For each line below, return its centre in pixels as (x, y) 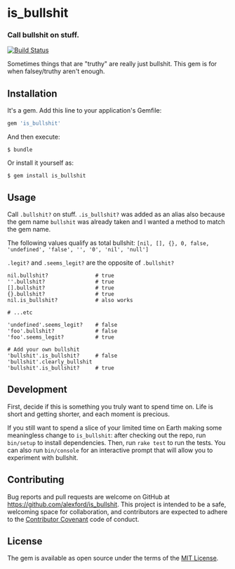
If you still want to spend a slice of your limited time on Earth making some (115, 427)
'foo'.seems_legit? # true (61, 337)
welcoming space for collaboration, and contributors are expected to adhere (117, 511)
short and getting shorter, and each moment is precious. (89, 414)
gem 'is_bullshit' (34, 124)
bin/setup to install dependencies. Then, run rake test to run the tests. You (116, 442)
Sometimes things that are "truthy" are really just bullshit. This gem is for (112, 64)
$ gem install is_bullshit (47, 176)
